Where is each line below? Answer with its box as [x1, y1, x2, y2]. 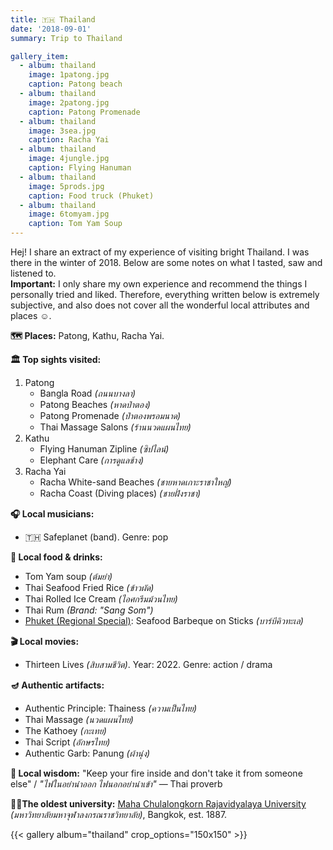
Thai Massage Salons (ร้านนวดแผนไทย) [39, 421, 192, 433]
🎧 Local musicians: [10, 508, 95, 520]
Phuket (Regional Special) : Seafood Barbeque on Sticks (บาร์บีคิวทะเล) [24, 615, 304, 626]
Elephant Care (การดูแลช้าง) [39, 454, 145, 466]
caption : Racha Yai [28, 135, 110, 145]
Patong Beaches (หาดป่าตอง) [39, 399, 151, 410]
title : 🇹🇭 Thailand [10, 14, 96, 25]
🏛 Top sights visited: [10, 354, 102, 365]
